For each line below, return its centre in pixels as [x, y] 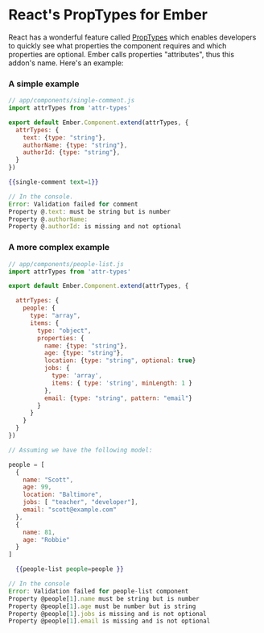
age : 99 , [37, 487]
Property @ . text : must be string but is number [90, 211]
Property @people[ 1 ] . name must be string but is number [104, 598]
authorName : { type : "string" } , [75, 145]
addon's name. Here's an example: [66, 63]
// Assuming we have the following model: [80, 450]
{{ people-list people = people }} [70, 569]
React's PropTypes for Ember [108, 15]
